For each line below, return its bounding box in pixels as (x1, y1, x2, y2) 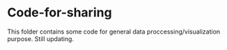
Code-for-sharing (7, 5, 113, 21)
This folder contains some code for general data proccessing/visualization (7, 27, 221, 36)
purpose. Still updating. (7, 34, 75, 42)
